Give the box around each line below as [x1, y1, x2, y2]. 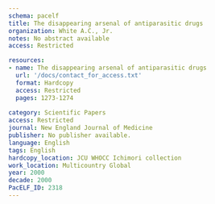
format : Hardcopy [15, 78, 74, 87]
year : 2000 [8, 169, 45, 177]
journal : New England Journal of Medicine [8, 124, 153, 132]
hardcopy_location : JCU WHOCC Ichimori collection [8, 154, 182, 162]
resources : [8, 56, 45, 65]
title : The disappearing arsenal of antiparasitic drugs [8, 19, 204, 27]
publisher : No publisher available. [8, 131, 131, 139]
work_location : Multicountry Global [8, 161, 131, 169]
